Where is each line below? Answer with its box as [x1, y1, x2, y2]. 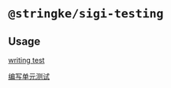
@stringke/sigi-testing [8, 6, 164, 21]
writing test [8, 56, 45, 64]
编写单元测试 [8, 71, 50, 81]
